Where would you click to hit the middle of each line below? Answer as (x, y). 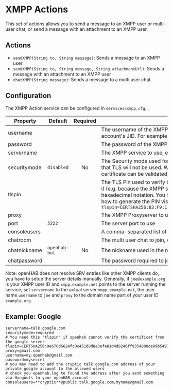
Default (58, 121)
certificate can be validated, (135, 174)
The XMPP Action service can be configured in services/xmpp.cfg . (76, 108)
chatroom (20, 240)
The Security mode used (131, 161)
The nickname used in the (132, 250)
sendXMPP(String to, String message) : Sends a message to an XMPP (86, 58)
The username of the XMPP (135, 129)
